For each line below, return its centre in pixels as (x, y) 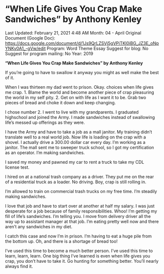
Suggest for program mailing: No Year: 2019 (49, 53)
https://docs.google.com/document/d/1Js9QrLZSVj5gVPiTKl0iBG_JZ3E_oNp (82, 43)
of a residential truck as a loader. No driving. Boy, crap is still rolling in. (76, 182)
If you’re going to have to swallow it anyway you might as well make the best (82, 72)
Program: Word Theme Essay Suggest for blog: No (98, 48)
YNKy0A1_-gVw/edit (25, 48)
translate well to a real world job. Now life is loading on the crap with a (76, 137)
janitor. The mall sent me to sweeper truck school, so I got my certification (80, 147)
